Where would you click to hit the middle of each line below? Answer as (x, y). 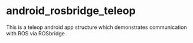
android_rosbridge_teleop (71, 11)
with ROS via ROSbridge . (37, 33)
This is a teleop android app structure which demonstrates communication (97, 27)
